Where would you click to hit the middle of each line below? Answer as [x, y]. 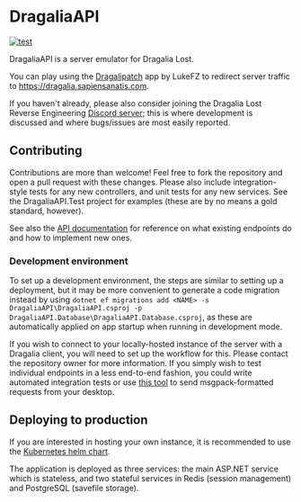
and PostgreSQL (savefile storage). [74, 488]
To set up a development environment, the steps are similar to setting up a [147, 281]
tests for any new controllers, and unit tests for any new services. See [159, 192]
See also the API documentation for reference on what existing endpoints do [150, 228]
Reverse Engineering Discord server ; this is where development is [131, 112]
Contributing [46, 151]
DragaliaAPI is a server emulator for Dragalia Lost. [102, 58]
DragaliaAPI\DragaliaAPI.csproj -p [76, 309]
